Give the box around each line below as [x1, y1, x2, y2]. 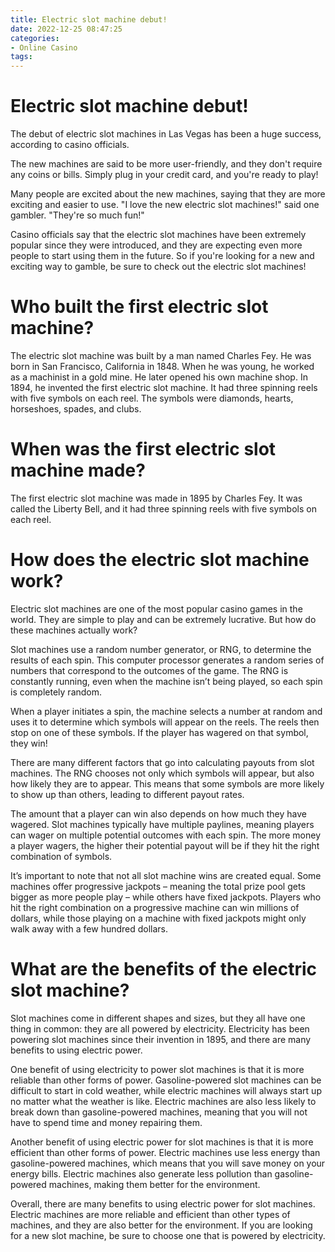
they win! [10, 737, 48, 749]
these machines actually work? [10, 624, 138, 636]
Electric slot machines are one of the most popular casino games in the [10, 602, 303, 615]
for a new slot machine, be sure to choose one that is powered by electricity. [10, 1229, 326, 1241]
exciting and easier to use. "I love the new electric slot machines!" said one [10, 199, 320, 211]
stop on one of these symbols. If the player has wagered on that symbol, [10, 726, 309, 738]
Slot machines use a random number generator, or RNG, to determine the [10, 643, 312, 655]
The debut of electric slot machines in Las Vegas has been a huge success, [10, 128, 322, 140]
